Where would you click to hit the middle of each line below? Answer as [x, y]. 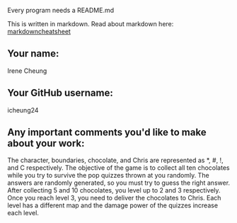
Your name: [33, 53]
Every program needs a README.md [61, 10]
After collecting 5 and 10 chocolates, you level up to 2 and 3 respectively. [114, 190]
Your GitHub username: [60, 93]
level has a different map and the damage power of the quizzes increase [112, 205]
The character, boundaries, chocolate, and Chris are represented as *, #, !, [116, 160]
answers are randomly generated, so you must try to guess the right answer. [119, 183]
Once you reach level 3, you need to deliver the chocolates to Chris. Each [114, 198]
